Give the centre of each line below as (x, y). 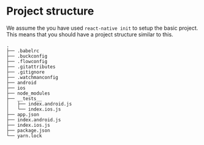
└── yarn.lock (24, 136)
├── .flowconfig (27, 61)
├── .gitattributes (31, 67)
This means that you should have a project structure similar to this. (90, 34)
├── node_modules (28, 93)
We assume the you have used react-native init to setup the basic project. (102, 28)
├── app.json (23, 114)
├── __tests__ (24, 98)
